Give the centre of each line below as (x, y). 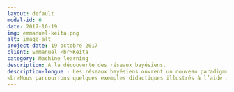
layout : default (31, 13)
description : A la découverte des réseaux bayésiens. (87, 65)
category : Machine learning (48, 59)
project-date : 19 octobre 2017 (53, 46)
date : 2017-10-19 (32, 26)
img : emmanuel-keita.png (43, 33)
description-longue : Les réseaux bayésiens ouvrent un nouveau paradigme (118, 71)
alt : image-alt (29, 39)
